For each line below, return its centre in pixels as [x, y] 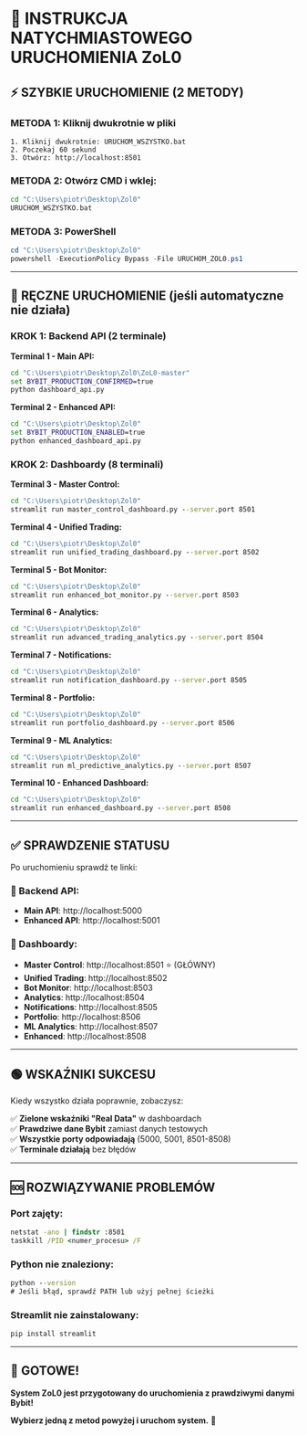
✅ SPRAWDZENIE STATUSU [90, 845]
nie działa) [41, 310]
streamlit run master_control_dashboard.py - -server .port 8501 [133, 510]
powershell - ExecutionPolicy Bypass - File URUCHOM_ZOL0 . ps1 [127, 259]
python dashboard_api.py [57, 390]
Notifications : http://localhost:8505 [91, 1007]
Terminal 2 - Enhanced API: [63, 407]
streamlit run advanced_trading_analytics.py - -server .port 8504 [137, 638]
